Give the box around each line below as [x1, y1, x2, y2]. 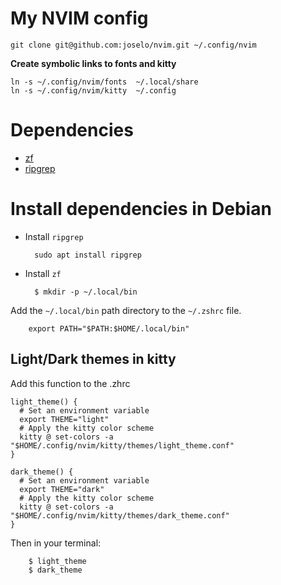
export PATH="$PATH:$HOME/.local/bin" [28, 323, 190, 334]
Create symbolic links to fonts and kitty [10, 57, 177, 69]
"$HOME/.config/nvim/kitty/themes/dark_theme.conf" [10, 510, 230, 521]
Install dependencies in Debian [10, 198, 272, 221]
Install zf [24, 267, 62, 279]
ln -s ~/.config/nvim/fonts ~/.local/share [10, 77, 199, 87]
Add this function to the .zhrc [10, 377, 131, 389]
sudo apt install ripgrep [34, 250, 142, 260]
